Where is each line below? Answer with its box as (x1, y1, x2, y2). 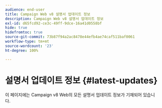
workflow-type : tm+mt (5, 39, 50, 44)
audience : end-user (5, 7, 45, 12)
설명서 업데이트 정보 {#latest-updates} (5, 75, 158, 86)
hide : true (5, 25, 27, 30)
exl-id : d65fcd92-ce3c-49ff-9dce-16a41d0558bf (5, 21, 102, 26)
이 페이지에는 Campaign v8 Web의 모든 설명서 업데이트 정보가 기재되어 (5, 92, 142, 98)
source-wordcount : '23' (5, 43, 54, 48)
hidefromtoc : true (5, 30, 43, 35)
